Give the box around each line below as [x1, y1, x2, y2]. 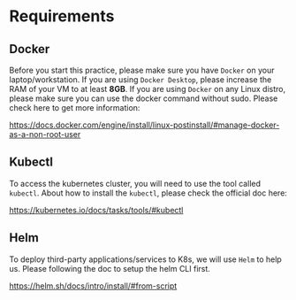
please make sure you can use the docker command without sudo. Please [9, 93, 278, 104]
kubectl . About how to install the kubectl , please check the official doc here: [9, 188, 287, 198]
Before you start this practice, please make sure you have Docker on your [9, 65, 276, 75]
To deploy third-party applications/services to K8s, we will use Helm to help [9, 254, 283, 265]
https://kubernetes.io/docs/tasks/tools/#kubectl [9, 204, 184, 215]
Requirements [9, 6, 115, 27]
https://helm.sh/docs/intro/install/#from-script [9, 281, 178, 291]
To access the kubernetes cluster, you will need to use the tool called [9, 178, 261, 188]
